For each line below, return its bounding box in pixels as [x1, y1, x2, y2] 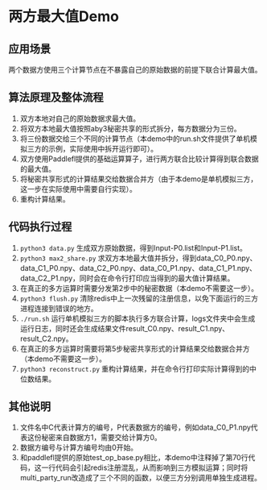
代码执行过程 [8, 220, 72, 234]
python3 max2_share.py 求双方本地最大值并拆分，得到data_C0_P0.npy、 [19, 253, 257, 263]
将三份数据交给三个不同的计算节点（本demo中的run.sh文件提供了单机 [19, 134, 251, 143]
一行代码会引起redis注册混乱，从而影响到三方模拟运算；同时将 [41, 463, 249, 472]
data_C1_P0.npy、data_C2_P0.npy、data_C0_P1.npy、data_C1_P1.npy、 [19, 263, 257, 272]
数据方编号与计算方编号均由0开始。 [19, 442, 138, 452]
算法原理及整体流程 [8, 90, 104, 105]
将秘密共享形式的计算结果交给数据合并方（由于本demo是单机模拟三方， [19, 174, 258, 184]
